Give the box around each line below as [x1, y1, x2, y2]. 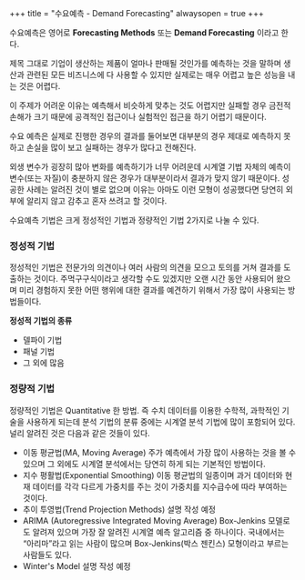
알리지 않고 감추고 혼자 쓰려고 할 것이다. [25, 195, 168, 206]
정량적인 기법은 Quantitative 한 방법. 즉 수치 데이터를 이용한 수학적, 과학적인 [9, 405, 280, 415]
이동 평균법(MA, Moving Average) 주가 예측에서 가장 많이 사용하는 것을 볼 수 [22, 446, 297, 457]
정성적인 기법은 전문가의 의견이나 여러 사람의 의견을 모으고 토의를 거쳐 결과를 [9, 262, 282, 273]
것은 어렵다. [18, 81, 61, 91]
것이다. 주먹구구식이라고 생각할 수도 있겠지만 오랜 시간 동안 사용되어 [33, 274, 275, 285]
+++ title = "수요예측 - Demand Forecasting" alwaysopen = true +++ [9, 8, 264, 18]
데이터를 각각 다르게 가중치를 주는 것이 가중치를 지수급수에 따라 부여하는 [32, 481, 289, 492]
